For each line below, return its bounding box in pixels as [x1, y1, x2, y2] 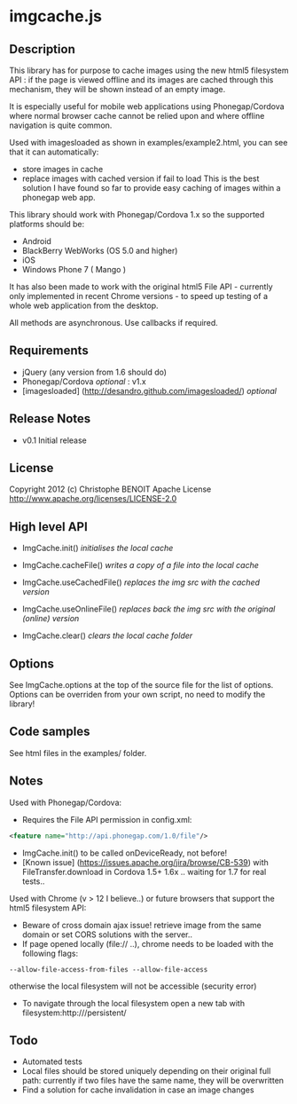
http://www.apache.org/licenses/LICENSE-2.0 [9, 493, 177, 504]
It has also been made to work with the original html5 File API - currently [9, 281, 273, 292]
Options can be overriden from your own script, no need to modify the [9, 690, 266, 700]
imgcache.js [9, 6, 103, 27]
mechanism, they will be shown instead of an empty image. [9, 84, 226, 94]
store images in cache [21, 164, 104, 174]
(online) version [21, 613, 80, 624]
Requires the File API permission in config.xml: [21, 814, 192, 824]
